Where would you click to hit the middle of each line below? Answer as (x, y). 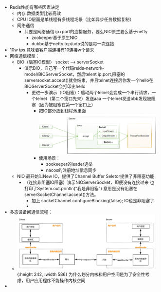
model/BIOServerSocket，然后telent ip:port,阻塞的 (75, 74)
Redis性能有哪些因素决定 (35, 7)
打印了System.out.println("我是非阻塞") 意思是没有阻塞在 (81, 189)
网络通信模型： (25, 56)
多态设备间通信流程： (31, 212)
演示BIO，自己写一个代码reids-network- (64, 68)
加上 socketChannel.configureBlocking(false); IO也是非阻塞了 (93, 201)
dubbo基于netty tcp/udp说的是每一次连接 (73, 44)
